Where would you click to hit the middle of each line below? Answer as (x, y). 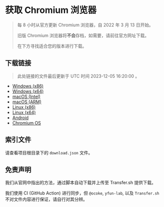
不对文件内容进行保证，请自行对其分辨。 (46, 200)
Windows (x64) (28, 91)
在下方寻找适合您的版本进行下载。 (52, 46)
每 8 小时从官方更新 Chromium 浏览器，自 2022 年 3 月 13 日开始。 (85, 25)
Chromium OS (26, 123)
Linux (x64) (24, 112)
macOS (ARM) (27, 102)
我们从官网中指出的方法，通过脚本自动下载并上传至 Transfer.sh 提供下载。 (81, 183)
